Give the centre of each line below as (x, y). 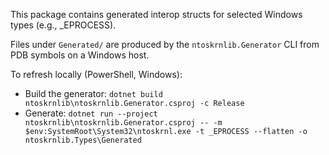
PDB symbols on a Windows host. (80, 55)
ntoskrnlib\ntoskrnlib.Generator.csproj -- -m (123, 123)
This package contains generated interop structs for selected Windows (156, 14)
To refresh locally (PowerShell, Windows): (96, 74)
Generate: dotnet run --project (91, 113)
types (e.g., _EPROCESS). (63, 25)
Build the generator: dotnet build (93, 93)
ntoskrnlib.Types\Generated (83, 140)
